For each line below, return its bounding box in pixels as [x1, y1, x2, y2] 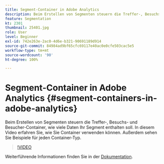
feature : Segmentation [5, 16, 51, 21]
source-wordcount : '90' [5, 52, 54, 58]
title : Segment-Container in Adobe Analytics [5, 7, 99, 12]
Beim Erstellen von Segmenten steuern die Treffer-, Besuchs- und [5, 119, 138, 125]
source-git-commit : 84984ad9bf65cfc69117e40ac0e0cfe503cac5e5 [5, 43, 134, 48]
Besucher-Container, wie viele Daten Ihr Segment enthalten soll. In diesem [5, 124, 155, 130]
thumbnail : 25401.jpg [5, 25, 49, 30]
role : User [5, 30, 27, 35]
